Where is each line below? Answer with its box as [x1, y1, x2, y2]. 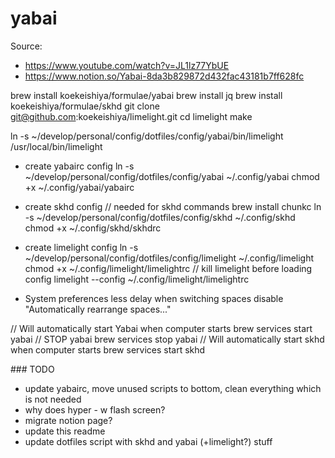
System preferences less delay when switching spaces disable [24, 292, 284, 304]
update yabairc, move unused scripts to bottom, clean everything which [24, 382, 322, 394]
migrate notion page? [24, 414, 113, 426]
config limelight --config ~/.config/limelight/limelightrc [24, 273, 250, 285]
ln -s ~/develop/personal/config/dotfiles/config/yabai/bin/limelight [10, 130, 284, 142]
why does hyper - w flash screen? [24, 403, 166, 416]
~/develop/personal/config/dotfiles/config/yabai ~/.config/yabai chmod [24, 170, 320, 182]
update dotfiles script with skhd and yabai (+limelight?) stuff [24, 435, 273, 447]
